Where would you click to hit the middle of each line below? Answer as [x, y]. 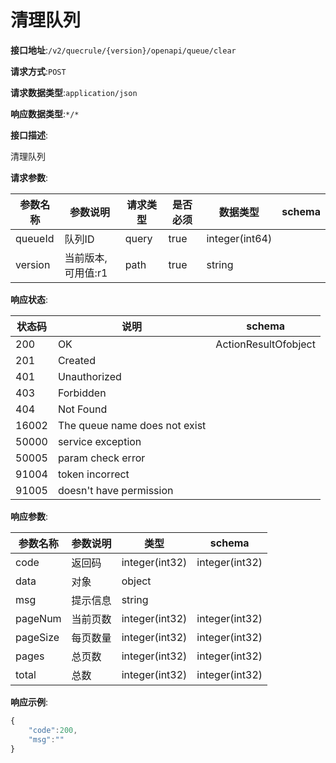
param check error [101, 458]
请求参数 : [29, 177]
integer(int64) [239, 238]
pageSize [37, 637]
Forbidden [82, 393]
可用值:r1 [86, 273]
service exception [99, 441]
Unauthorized [89, 376]
